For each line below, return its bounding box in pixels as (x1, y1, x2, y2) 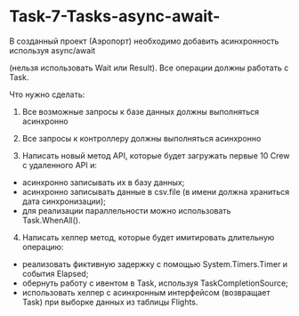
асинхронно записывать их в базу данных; (21, 176, 185, 188)
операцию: (21, 241, 64, 252)
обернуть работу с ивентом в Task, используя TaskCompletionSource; (21, 278, 289, 288)
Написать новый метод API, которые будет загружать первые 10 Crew (21, 150, 290, 161)
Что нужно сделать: (9, 89, 85, 100)
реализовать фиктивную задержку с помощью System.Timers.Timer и (21, 258, 287, 269)
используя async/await (9, 45, 96, 55)
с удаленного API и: (21, 159, 98, 170)
